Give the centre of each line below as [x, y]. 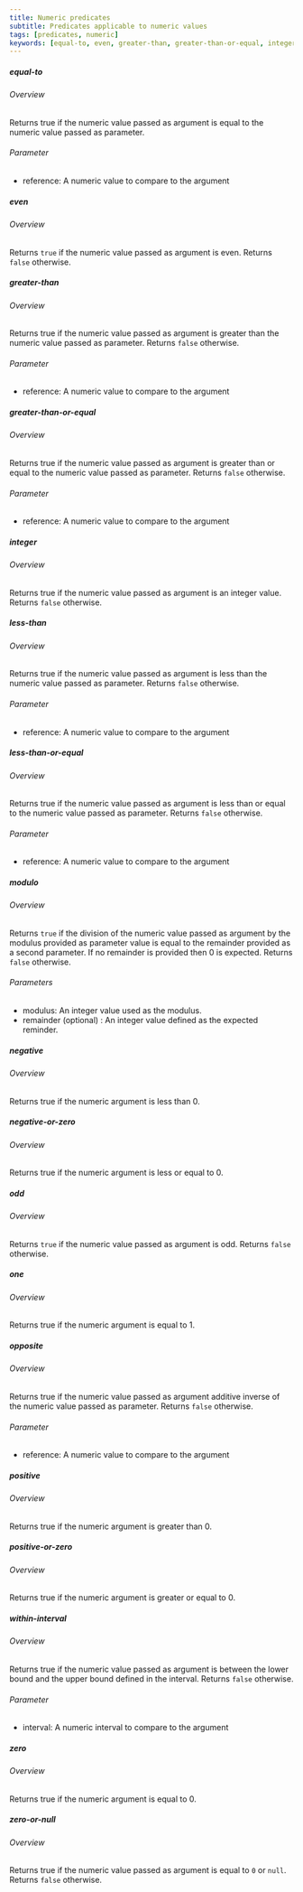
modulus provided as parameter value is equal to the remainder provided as [150, 942]
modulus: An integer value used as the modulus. [112, 1011]
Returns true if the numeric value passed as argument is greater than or [142, 462]
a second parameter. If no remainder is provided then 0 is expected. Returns [151, 952]
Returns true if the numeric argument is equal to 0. [103, 1799]
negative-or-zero [42, 1122]
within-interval [38, 1618]
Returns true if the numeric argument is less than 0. [105, 1101]
